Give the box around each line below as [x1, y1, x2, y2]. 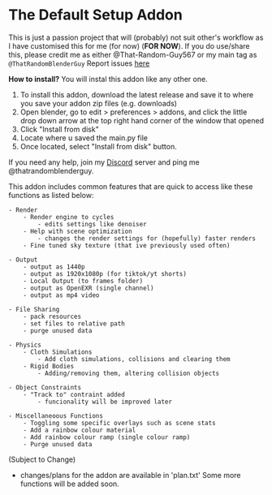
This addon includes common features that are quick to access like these [8, 181, 253, 192]
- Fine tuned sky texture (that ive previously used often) [23, 241, 231, 249]
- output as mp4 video [23, 291, 100, 299]
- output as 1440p [23, 262, 85, 271]
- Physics [8, 341, 42, 349]
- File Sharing [8, 305, 60, 313]
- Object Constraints [8, 383, 82, 391]
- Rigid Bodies [23, 362, 75, 370]
